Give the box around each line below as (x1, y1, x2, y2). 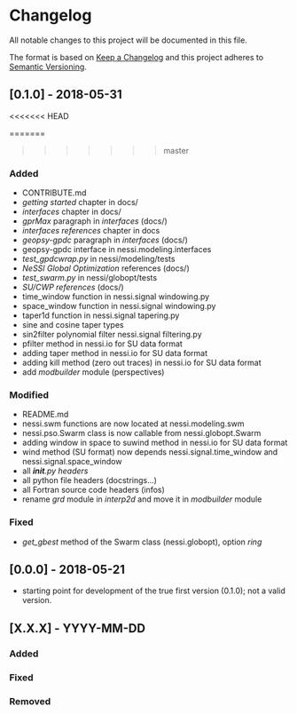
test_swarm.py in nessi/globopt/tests (21, 273, 158, 283)
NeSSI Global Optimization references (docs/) (21, 263, 190, 274)
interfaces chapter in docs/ (21, 206, 121, 218)
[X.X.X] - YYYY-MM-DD (9, 621, 146, 636)
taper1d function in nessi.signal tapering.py (21, 310, 180, 321)
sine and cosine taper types (21, 320, 124, 330)
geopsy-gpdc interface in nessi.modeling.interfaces (21, 244, 212, 255)
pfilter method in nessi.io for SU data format (21, 338, 184, 349)
